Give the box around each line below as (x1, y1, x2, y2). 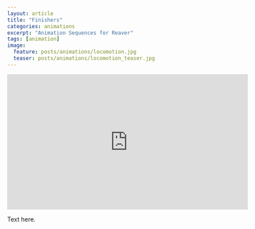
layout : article (7, 10, 54, 17)
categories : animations (7, 23, 76, 30)
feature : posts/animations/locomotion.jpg (13, 49, 137, 56)
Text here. (7, 215, 36, 223)
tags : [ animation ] (7, 36, 60, 43)
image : (7, 42, 26, 49)
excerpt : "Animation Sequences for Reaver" (7, 29, 134, 36)
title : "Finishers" (7, 17, 63, 23)
